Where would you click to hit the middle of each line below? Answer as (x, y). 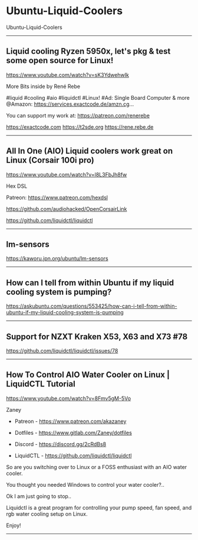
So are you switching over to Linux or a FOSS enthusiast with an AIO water (97, 467)
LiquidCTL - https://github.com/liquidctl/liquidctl (73, 456)
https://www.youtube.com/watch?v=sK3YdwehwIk (68, 74)
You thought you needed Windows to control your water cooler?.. (85, 484)
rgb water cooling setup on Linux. (47, 514)
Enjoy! (14, 525)
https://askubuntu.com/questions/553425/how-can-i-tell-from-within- (92, 306)
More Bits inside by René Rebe (43, 86)
